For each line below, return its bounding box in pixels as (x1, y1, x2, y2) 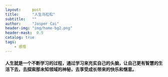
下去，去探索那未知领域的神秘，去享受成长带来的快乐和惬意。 (9, 67, 136, 73)
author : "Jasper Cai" (5, 21, 59, 26)
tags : (5, 40, 16, 45)
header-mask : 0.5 (5, 30, 43, 35)
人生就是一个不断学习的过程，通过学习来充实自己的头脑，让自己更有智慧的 (5, 60, 158, 66)
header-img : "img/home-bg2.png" (5, 26, 72, 31)
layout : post (5, 7, 41, 12)
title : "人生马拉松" (5, 12, 55, 17)
